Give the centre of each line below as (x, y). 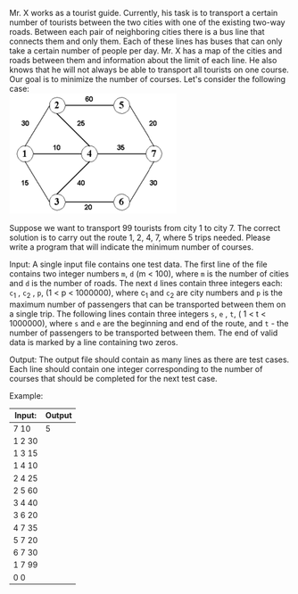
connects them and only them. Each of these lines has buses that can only (146, 41)
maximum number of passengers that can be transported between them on (148, 304)
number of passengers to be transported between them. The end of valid (144, 333)
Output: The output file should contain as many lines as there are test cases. (149, 359)
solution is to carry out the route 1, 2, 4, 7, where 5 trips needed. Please (140, 237)
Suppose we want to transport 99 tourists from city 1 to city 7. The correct (145, 228)
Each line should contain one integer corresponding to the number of (136, 368)
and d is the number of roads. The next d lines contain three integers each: (146, 283)
